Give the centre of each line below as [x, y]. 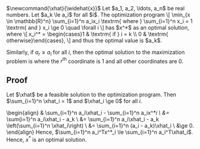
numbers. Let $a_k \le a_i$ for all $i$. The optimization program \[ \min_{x [98, 15]
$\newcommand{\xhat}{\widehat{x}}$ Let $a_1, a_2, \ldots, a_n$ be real [95, 8]
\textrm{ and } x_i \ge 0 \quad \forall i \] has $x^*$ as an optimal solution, [98, 28]
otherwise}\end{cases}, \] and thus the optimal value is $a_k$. [84, 40]
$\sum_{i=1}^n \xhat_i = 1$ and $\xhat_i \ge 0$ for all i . [74, 101]
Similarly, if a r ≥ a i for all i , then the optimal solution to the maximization [95, 53]
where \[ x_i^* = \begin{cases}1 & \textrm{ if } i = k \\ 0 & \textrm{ [87, 34]
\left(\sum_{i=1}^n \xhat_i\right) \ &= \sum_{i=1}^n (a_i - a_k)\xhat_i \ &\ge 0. [100, 126]
